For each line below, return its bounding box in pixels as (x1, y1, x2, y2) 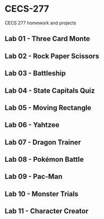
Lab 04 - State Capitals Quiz (5, 86, 95, 95)
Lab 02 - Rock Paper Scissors (5, 52, 99, 60)
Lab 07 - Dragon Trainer (5, 138, 81, 147)
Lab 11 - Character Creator (5, 207, 89, 215)
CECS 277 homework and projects (5, 20, 76, 26)
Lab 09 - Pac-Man (5, 172, 63, 181)
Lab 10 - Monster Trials (5, 190, 79, 198)
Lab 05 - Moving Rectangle (5, 103, 91, 112)
